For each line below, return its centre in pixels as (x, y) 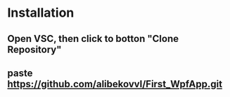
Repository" (34, 49)
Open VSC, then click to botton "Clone (93, 39)
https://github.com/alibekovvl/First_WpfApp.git (115, 84)
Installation (41, 13)
